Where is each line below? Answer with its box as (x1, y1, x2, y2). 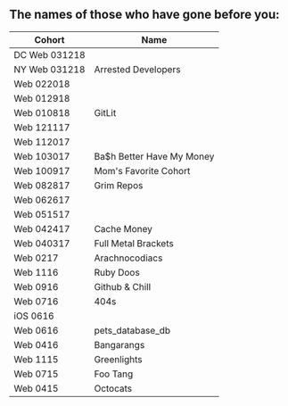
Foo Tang (94, 368, 134, 380)
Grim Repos (94, 178, 144, 191)
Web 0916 (13, 280, 59, 293)
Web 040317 (13, 236, 70, 249)
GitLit (94, 106, 117, 119)
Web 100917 (13, 164, 70, 177)
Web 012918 (13, 92, 70, 104)
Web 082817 (13, 178, 70, 191)
